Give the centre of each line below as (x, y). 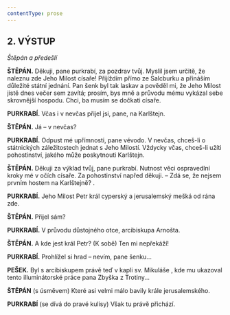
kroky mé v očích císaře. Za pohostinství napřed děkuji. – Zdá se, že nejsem (114, 175)
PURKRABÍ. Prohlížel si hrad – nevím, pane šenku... (80, 257)
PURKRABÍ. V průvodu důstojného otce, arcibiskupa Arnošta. (94, 230)
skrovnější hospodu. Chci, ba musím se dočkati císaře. (84, 100)
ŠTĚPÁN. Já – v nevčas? (42, 127)
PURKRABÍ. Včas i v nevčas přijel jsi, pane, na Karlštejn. (86, 113)
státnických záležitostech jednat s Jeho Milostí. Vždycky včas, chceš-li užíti (114, 148)
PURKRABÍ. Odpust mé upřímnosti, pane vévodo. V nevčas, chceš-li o (106, 140)
